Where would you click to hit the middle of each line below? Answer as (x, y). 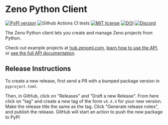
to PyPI (13, 117)
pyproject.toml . (22, 86)
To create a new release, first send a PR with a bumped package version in (82, 80)
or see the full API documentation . (40, 53)
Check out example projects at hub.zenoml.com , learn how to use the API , (82, 47)
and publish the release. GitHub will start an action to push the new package (84, 111)
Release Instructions (38, 69)
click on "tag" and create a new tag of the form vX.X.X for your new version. (84, 101)
